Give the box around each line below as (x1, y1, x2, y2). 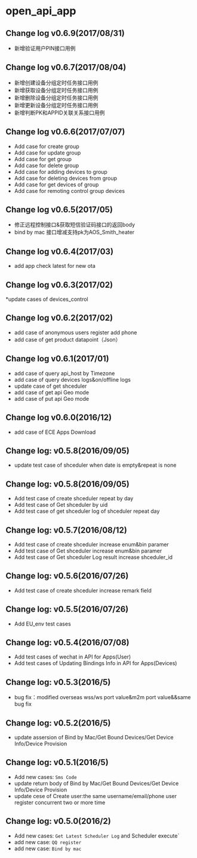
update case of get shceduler (14, 382, 87, 389)
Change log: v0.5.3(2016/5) (5, 677, 111, 687)
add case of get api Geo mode (14, 388, 90, 396)
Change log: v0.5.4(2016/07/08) (5, 637, 130, 648)
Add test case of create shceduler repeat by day (14, 495, 134, 502)
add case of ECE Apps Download (14, 428, 96, 436)
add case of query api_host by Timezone (14, 370, 115, 377)
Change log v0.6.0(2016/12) (5, 412, 112, 423)
